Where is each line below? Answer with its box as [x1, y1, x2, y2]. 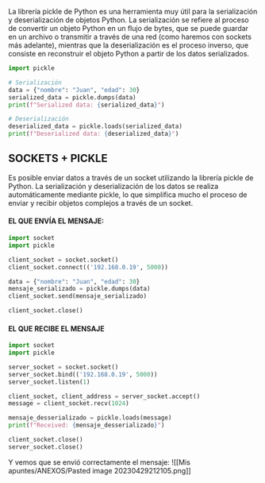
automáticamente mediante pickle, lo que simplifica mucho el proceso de [8, 190, 248, 199]
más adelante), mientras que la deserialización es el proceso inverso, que [8, 41, 248, 50]
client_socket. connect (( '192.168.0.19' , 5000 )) [8, 263, 169, 271]
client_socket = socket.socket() [8, 256, 119, 264]
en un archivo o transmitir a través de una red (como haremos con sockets [8, 32, 252, 41]
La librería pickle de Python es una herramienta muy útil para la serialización [8, 7, 258, 16]
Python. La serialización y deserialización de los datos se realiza [8, 181, 219, 191]
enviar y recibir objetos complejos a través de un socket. [8, 198, 194, 207]
